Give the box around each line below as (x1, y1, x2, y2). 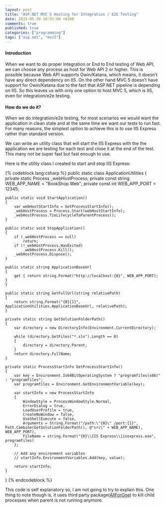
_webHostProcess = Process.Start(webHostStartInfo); (14, 208, 125, 213)
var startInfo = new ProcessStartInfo (14, 391, 94, 396)
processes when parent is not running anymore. (5, 497, 103, 503)
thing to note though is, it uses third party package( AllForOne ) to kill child (5, 492, 155, 498)
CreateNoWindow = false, (23, 412, 74, 417)
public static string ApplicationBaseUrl (5, 265, 92, 270)
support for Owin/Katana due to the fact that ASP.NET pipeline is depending (5, 82, 160, 88)
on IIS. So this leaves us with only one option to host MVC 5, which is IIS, (5, 88, 154, 94)
